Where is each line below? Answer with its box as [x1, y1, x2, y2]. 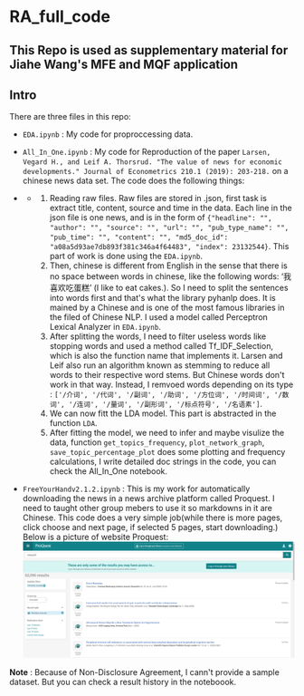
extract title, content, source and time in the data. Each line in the [49, 202, 292, 214]
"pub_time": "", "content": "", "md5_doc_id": [49, 233, 229, 242]
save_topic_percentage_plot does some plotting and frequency [49, 447, 286, 458]
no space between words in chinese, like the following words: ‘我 [49, 271, 292, 282]
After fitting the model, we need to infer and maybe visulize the [49, 428, 285, 439]
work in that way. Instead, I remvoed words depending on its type [49, 379, 294, 391]
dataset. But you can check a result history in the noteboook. [9, 677, 237, 688]
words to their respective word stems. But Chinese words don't [49, 370, 285, 381]
